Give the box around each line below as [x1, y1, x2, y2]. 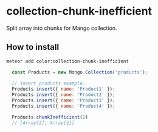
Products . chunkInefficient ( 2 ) [12, 114, 88, 120]
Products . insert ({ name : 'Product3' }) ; [12, 97, 115, 103]
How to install [6, 42, 60, 52]
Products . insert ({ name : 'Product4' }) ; [12, 103, 115, 109]
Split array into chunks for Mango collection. [6, 24, 117, 32]
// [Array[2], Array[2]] [12, 120, 75, 126]
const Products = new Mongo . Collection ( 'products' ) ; [12, 69, 148, 75]
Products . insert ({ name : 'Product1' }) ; [12, 86, 115, 92]
